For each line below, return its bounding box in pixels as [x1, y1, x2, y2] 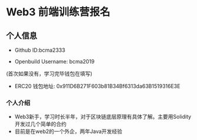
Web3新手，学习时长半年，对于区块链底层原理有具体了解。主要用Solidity [14, 113, 192, 121]
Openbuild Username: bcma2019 [14, 58, 95, 65]
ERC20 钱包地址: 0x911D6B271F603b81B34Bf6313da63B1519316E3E [14, 83, 181, 89]
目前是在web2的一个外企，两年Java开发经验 [14, 128, 122, 135]
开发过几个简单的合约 [14, 121, 66, 128]
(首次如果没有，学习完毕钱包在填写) [6, 70, 93, 77]
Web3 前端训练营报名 [6, 5, 111, 19]
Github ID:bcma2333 [14, 46, 66, 54]
